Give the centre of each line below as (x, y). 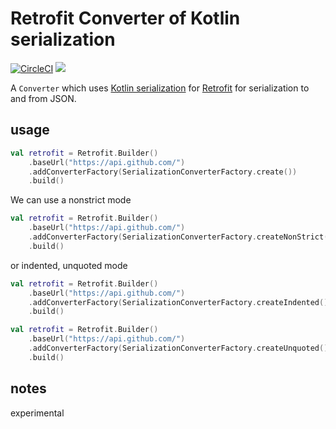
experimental (37, 413)
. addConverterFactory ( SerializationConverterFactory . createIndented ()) (180, 302)
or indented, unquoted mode (69, 265)
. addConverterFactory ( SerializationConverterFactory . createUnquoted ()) (180, 348)
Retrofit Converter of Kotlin (125, 18)
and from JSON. (43, 98)
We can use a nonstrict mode (71, 200)
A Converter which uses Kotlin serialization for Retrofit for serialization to (160, 88)
